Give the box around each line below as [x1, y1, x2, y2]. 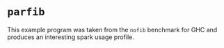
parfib [7, 5, 45, 19]
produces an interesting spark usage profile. [7, 33, 134, 41]
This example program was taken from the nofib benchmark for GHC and [7, 25, 218, 34]
